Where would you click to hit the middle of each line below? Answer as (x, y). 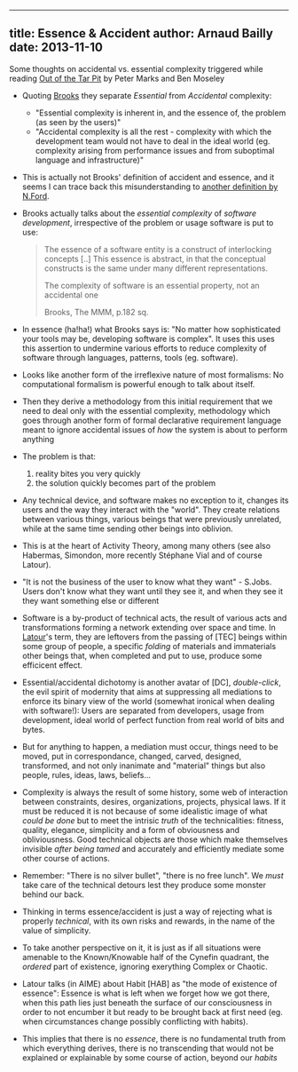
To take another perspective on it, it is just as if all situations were (141, 948)
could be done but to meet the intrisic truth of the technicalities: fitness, (153, 820)
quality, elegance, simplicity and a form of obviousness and (131, 830)
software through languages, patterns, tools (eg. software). (130, 357)
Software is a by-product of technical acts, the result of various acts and (154, 617)
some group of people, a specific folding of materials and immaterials (149, 646)
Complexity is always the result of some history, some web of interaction (155, 792)
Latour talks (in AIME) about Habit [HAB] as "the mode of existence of (149, 983)
